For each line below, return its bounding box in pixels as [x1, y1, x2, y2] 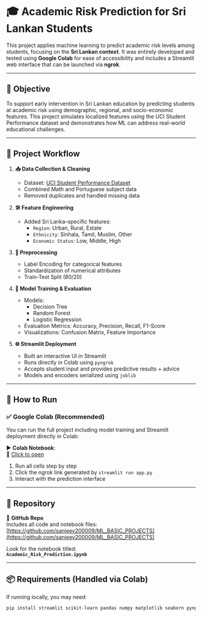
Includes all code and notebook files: [6, 521, 97, 528]
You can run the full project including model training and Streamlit [6, 426, 169, 434]
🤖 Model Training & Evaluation [14, 284, 92, 292]
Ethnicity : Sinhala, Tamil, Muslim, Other [32, 230, 133, 238]
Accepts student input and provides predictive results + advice [23, 365, 180, 372]
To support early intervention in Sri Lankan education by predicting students [6, 100, 195, 107]
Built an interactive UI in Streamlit [23, 352, 106, 359]
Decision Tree [32, 302, 68, 310]
